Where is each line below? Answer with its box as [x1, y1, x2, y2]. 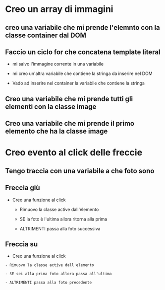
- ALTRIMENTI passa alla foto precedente [5, 280, 92, 285]
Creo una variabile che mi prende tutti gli [5, 94, 133, 103]
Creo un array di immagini [5, 3, 113, 15]
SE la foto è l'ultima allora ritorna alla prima [19, 216, 108, 222]
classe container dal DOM [5, 31, 87, 39]
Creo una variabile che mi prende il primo [5, 119, 135, 128]
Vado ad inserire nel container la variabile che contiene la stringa [12, 80, 145, 86]
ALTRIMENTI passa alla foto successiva [19, 225, 101, 231]
